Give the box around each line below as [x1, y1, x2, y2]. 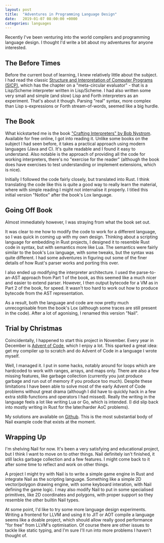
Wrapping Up [5, 433, 47, 441]
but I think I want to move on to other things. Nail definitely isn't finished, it [5, 451, 155, 457]
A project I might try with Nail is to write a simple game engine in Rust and [5, 471, 154, 477]
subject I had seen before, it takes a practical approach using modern [5, 141, 145, 147]
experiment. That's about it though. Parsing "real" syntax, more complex [5, 98, 151, 104]
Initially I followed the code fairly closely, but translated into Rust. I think [5, 176, 150, 182]
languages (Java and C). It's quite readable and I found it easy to [5, 146, 136, 152]
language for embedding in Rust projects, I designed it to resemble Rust [5, 239, 150, 245]
